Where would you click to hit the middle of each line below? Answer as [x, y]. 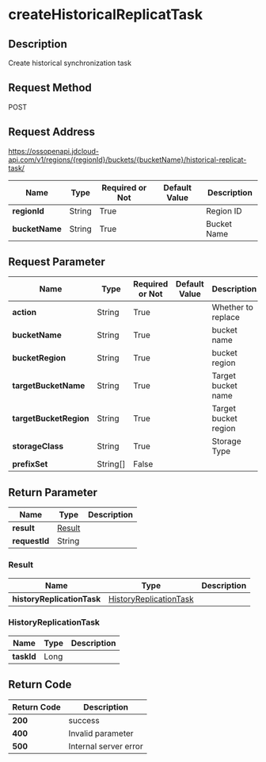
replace [226, 317]
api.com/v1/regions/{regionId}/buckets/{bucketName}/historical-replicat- [127, 160]
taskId [25, 656]
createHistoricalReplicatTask [106, 15]
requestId [31, 541]
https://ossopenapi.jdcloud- [53, 151]
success [84, 720]
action [25, 313]
